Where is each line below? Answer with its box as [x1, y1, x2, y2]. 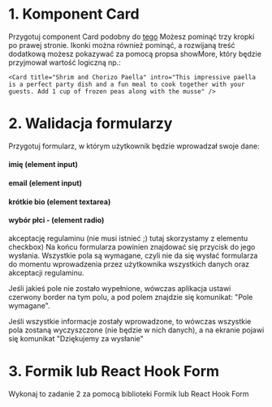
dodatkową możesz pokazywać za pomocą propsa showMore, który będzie [8, 49, 262, 58]
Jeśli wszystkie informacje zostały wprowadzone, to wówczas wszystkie [8, 316, 252, 326]
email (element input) [8, 178, 83, 188]
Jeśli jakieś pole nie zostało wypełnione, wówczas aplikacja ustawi [8, 283, 231, 293]
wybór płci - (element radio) [8, 216, 105, 225]
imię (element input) [8, 160, 79, 169]
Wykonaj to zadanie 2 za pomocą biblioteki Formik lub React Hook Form [8, 388, 249, 398]
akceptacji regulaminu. [8, 268, 84, 277]
